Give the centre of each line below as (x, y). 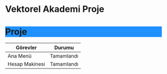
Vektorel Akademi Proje (55, 9)
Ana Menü (20, 56)
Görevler (26, 48)
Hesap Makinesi (26, 64)
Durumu (64, 48)
